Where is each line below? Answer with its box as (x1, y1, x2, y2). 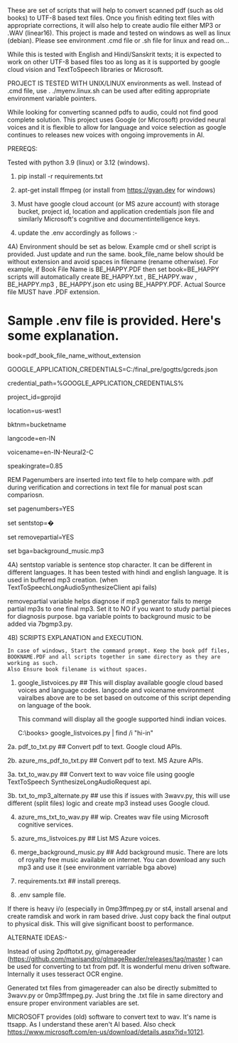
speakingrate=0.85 (7, 461, 63, 470)
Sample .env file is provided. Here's (7, 313, 222, 329)
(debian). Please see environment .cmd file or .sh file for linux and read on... (7, 36, 229, 45)
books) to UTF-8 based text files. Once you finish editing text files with (7, 14, 215, 22)
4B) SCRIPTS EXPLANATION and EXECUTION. (7, 633, 144, 641)
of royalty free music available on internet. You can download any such (17, 855, 226, 864)
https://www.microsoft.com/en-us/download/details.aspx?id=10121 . (7, 1027, 205, 1036)
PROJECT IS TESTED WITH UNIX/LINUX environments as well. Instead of (7, 79, 222, 88)
